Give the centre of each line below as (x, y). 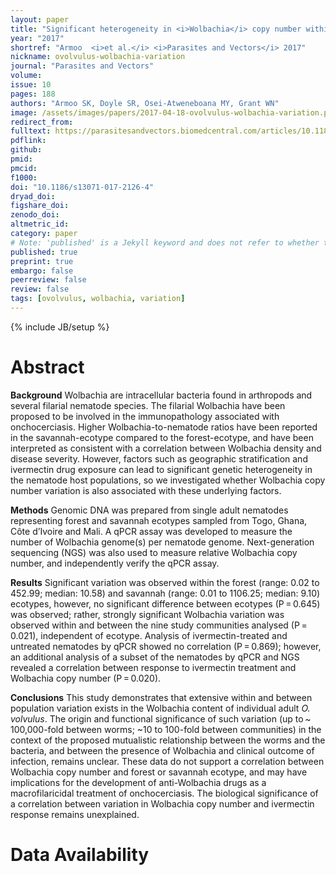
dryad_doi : (33, 196)
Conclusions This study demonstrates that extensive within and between (161, 697)
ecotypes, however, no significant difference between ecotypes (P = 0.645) (165, 603)
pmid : (21, 159)
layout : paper (40, 19)
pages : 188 (33, 94)
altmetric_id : (40, 224)
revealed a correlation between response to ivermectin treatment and (153, 667)
